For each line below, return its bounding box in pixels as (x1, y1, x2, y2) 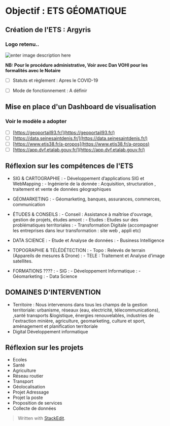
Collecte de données (12, 405, 56, 412)
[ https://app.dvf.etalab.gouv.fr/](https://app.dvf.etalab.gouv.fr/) (12, 147, 145, 153)
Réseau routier (12, 373, 44, 379)
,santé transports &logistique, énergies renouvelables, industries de (12, 312, 154, 318)
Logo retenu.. (5, 41, 40, 48)
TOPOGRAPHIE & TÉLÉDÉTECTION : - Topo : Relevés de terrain (12, 247, 146, 253)
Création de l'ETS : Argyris (5, 25, 91, 34)
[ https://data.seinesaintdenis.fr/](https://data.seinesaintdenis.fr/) (12, 135, 148, 141)
